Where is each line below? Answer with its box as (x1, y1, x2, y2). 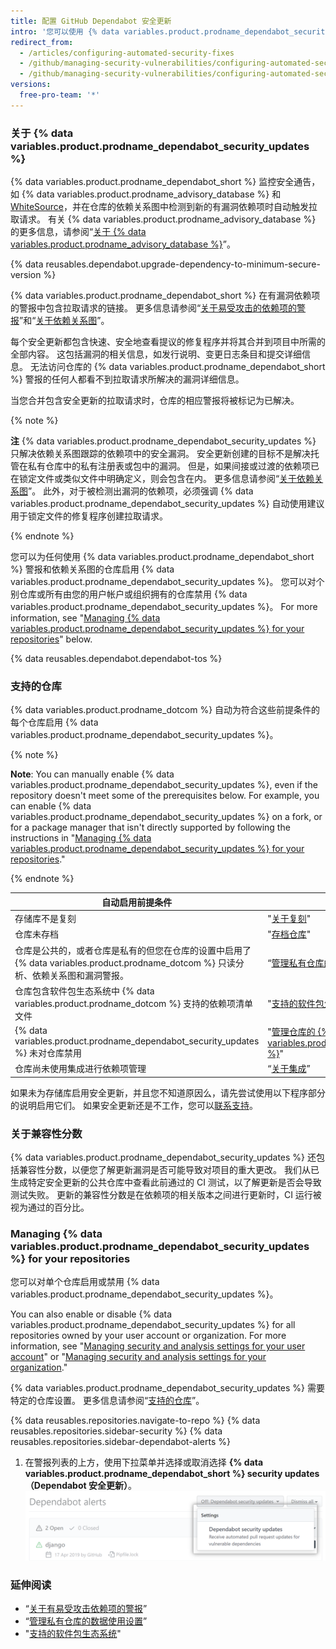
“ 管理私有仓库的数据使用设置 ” (24, 1615, 148, 1627)
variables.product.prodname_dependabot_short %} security (24, 1468, 283, 1480)
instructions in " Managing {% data (10, 832, 152, 844)
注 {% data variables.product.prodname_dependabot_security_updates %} (10, 435, 317, 447)
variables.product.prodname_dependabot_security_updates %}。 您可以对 (10, 576, 317, 588)
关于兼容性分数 (10, 1126, 83, 1140)
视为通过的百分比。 (10, 1201, 90, 1214)
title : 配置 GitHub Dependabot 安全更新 (10, 16, 172, 26)
